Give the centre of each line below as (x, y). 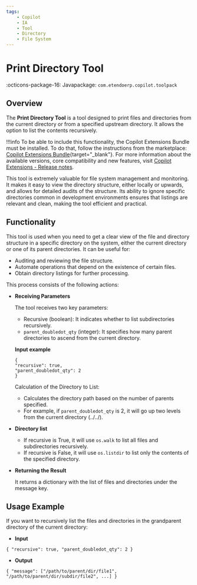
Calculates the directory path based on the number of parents (98, 398)
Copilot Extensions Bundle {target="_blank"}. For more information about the (99, 154)
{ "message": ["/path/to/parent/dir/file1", (62, 571)
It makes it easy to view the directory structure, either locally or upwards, (95, 185)
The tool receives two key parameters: (61, 307)
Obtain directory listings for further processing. (72, 273)
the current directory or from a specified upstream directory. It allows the (95, 124)
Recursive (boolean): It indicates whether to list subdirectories (99, 319)
